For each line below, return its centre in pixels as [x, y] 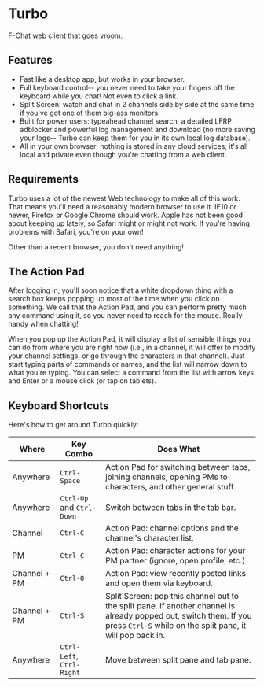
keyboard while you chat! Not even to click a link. [99, 96]
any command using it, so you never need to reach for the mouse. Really [125, 316]
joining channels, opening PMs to [167, 477]
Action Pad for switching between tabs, [178, 467]
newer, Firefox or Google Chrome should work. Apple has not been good [126, 215]
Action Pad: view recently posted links [176, 574]
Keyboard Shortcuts [59, 406]
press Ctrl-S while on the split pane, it [176, 626]
